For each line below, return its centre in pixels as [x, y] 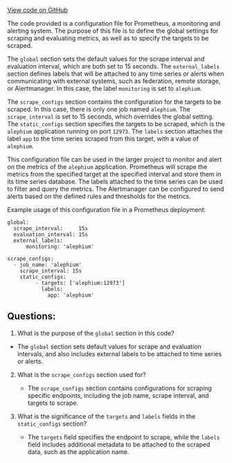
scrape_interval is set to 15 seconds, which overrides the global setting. [110, 116]
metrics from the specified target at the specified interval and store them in [114, 174]
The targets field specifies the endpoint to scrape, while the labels [124, 437]
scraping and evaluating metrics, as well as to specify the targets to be [108, 38]
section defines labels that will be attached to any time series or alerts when [116, 73]
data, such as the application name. [78, 452]
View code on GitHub [37, 10]
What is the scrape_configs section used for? [82, 374]
